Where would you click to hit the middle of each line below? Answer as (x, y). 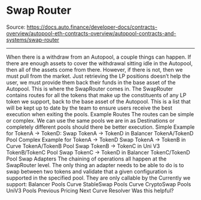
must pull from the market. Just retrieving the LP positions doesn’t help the (98, 76)
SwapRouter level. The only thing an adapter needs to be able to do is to (95, 165)
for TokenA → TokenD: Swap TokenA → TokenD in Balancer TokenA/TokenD (100, 133)
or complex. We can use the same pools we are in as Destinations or (90, 120)
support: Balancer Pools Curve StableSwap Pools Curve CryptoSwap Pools (99, 184)
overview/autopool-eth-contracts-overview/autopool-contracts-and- (91, 33)
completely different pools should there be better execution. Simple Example (100, 127)
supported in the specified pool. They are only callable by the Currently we (98, 178)
